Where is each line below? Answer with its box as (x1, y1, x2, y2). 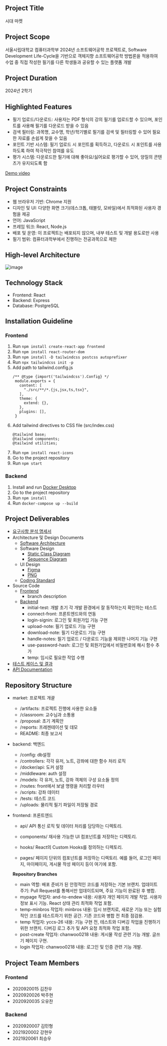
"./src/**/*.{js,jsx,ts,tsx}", (23, 387, 89, 392)
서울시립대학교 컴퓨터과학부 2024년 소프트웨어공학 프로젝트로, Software (5, 46, 147, 52)
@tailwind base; (12, 432, 46, 437)
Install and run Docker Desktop (12, 484, 76, 490)
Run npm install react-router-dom (12, 348, 85, 354)
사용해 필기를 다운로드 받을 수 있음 (21, 122, 89, 129)
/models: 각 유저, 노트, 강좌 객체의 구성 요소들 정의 (19, 777, 119, 783)
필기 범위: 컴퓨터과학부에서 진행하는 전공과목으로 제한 (12, 236, 117, 242)
